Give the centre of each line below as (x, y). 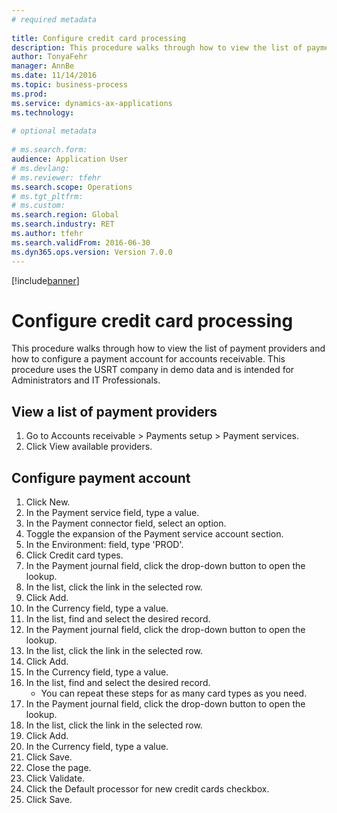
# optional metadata (54, 131)
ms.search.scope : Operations (72, 187)
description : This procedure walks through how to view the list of (157, 47)
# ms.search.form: (49, 150)
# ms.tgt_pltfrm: (47, 196)
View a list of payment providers (114, 411)
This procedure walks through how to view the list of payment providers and (168, 348)
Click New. (48, 502)
